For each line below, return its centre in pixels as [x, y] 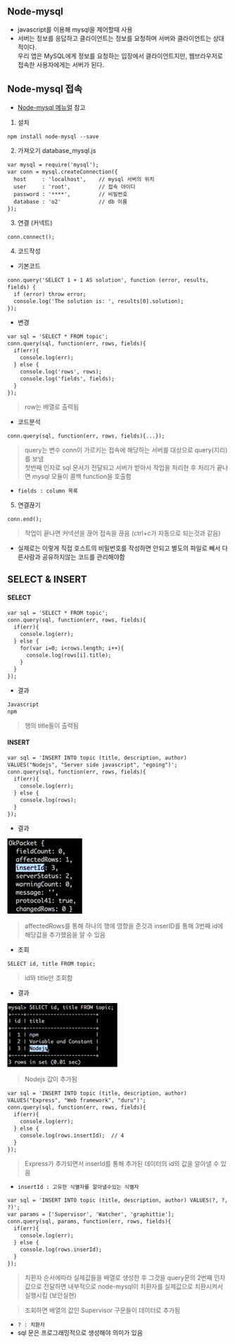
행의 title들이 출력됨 [51, 726]
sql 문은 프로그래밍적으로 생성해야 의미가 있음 [80, 1333]
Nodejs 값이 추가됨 [51, 1079]
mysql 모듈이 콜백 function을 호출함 [82, 476]
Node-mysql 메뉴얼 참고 [51, 107]
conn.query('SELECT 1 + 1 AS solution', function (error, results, [108, 280]
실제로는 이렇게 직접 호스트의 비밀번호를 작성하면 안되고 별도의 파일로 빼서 [119, 548]
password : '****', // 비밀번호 [71, 194]
